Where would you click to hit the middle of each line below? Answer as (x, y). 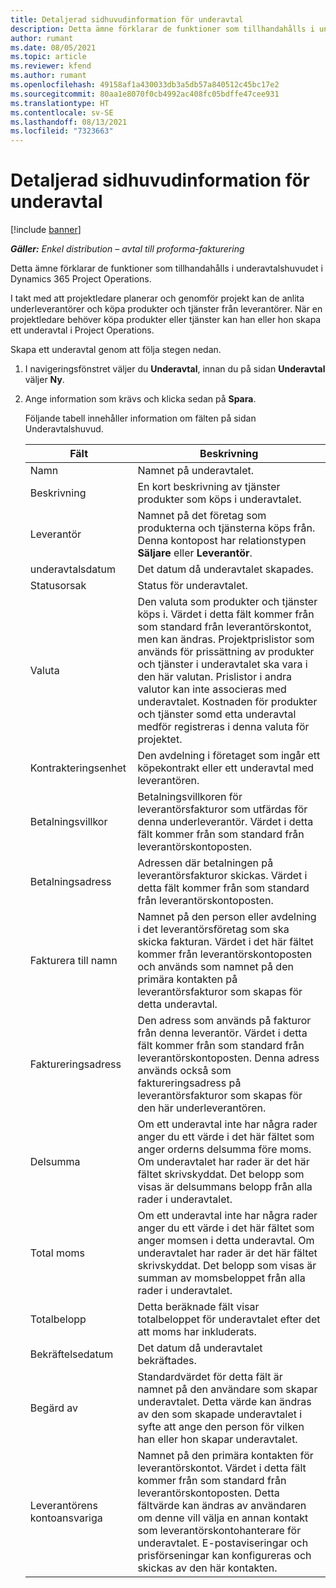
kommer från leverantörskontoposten (225, 954)
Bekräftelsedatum (71, 1354)
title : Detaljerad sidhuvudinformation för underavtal (127, 19)
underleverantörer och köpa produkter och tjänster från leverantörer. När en (166, 309)
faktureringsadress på (189, 1083)
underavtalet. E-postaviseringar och (223, 1543)
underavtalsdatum (72, 569)
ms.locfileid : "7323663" (62, 131)
